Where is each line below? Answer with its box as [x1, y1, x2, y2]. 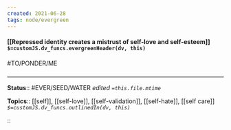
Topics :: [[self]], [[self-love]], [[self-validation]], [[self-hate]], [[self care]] [7, 97, 215, 105]
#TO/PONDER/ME [7, 59, 58, 67]
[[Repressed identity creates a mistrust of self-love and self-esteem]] [7, 38, 210, 46]
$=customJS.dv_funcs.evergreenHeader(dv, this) [7, 45, 146, 52]
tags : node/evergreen [7, 17, 69, 23]
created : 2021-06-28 [7, 10, 67, 17]
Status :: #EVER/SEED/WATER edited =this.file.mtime [7, 84, 162, 91]
